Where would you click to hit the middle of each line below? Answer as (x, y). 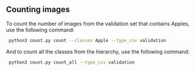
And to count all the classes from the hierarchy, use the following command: (98, 51)
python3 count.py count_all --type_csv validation (71, 62)
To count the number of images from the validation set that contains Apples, (98, 23)
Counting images (38, 10)
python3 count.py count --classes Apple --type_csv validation (87, 40)
